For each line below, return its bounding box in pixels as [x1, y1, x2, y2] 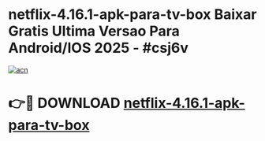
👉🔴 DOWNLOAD [8, 95, 121, 112]
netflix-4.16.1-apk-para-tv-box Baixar [8, 6, 257, 24]
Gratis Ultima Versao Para [8, 22, 180, 40]
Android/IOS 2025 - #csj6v [8, 39, 189, 57]
